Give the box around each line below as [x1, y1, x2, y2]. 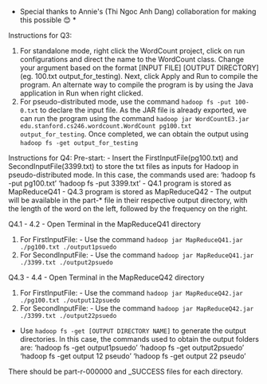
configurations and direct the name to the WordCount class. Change [19, 55, 245, 64]
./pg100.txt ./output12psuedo [19, 296, 121, 304]
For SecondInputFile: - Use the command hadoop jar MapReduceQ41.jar [19, 250, 254, 260]
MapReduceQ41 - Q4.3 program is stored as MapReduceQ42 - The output [8, 187, 252, 196]
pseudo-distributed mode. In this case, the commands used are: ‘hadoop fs [8, 170, 257, 179]
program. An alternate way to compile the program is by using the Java [19, 80, 253, 89]
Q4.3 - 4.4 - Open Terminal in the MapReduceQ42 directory [8, 272, 205, 282]
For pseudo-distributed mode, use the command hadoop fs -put [19, 97, 232, 106]
